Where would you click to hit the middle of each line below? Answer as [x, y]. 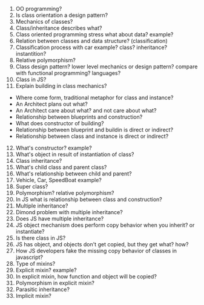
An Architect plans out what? [52, 104]
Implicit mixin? [34, 296]
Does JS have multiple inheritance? [60, 218]
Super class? [32, 186]
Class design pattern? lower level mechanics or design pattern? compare [107, 67]
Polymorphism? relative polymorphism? [65, 193]
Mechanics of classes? [44, 21]
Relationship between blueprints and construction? [79, 117]
